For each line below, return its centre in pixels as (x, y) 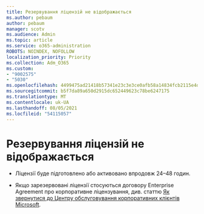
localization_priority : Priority (49, 57)
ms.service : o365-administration (49, 46)
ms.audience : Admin (31, 35)
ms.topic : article (29, 40)
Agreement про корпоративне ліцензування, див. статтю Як (92, 192)
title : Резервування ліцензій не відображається (69, 12)
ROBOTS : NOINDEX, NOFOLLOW (40, 52)
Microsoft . (28, 205)
